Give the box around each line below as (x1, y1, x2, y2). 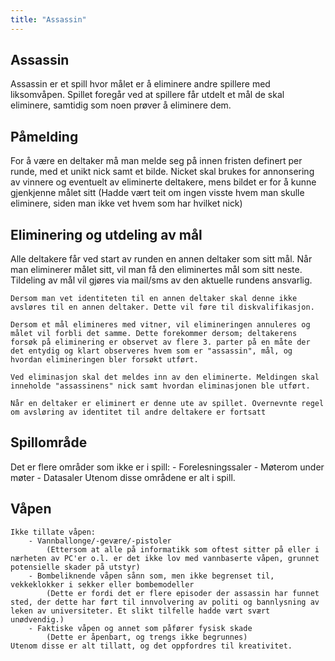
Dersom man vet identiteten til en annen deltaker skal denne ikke (10, 294, 298, 304)
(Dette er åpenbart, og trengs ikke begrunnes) (46, 632, 248, 642)
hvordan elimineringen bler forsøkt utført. (10, 355, 199, 365)
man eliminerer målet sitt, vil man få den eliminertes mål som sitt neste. (10, 264, 303, 276)
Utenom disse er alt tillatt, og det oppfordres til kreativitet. (10, 641, 293, 651)
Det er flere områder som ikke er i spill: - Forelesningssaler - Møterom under (10, 461, 325, 473)
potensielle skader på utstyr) (10, 562, 141, 572)
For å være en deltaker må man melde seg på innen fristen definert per (10, 155, 303, 167)
